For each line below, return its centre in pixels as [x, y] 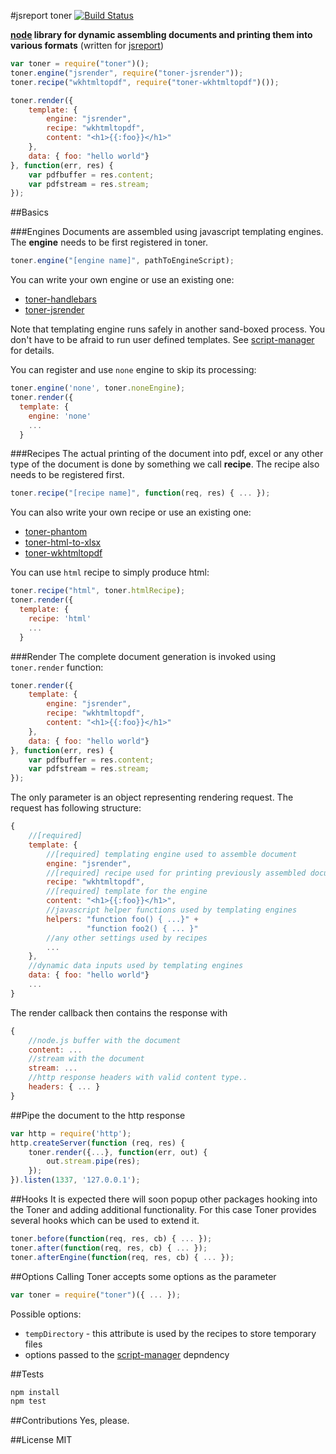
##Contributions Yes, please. [70, 1421]
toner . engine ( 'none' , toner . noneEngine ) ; [98, 388]
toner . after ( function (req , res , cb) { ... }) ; [109, 1248]
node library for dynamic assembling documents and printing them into [161, 34]
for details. [32, 351]
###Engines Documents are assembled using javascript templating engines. [167, 232]
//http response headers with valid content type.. [138, 1078]
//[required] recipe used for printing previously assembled [176, 873]
